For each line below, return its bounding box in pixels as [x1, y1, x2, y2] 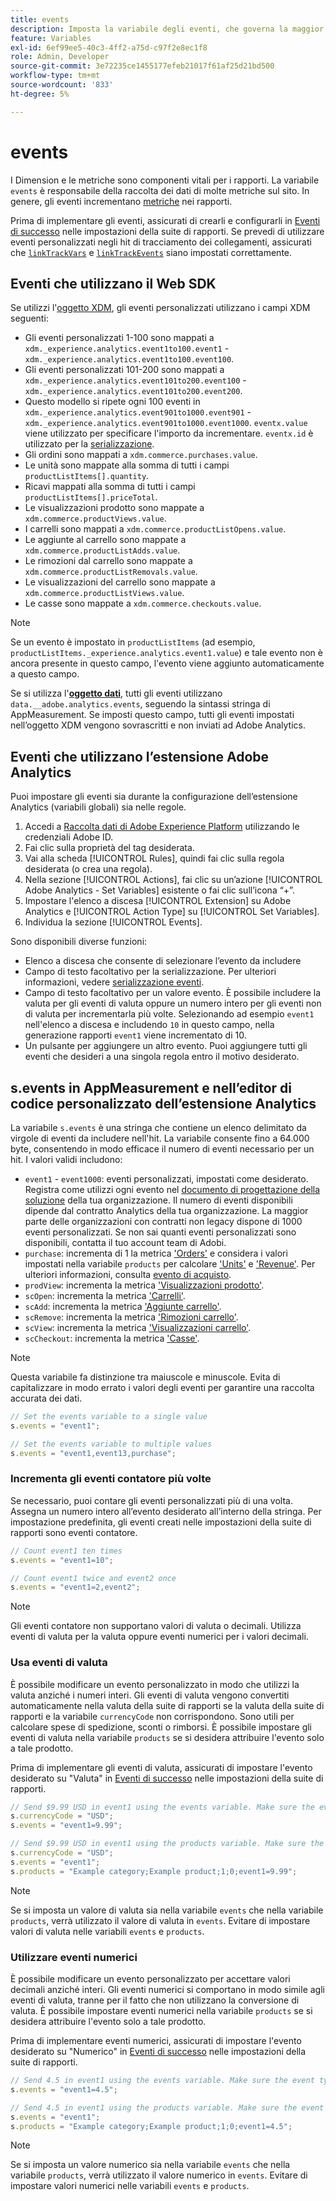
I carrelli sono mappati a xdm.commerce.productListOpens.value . [24, 523, 287, 535]
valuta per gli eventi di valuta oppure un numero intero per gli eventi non [24, 997, 322, 1010]
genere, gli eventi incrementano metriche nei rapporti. [10, 195, 233, 207]
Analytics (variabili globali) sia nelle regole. [10, 801, 187, 813]
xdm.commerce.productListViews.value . [24, 587, 185, 599]
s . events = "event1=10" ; [10, 1555, 114, 1565]
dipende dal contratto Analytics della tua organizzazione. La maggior [24, 1205, 309, 1216]
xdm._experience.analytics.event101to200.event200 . [24, 385, 243, 397]
